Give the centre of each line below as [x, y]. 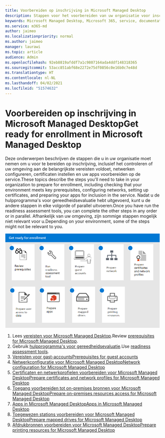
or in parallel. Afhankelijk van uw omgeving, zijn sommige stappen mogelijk [81, 216]
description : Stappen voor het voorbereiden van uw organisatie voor [78, 16]
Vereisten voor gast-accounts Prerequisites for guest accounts [75, 357]
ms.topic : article [24, 52]
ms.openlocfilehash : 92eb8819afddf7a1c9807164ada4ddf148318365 [71, 62]
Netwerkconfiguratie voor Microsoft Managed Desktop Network [76, 362]
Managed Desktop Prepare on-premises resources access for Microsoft [84, 393]
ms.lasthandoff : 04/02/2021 [34, 83]
